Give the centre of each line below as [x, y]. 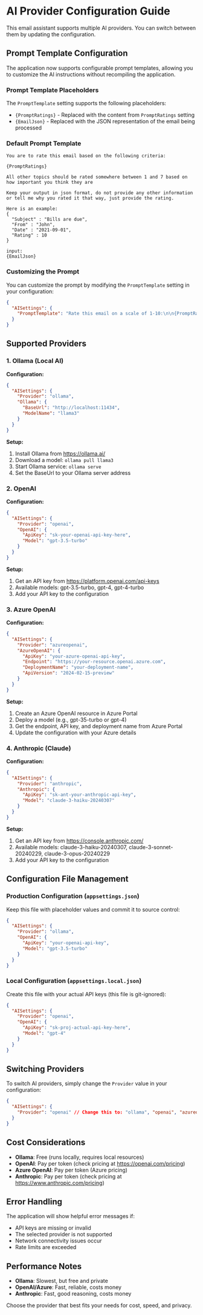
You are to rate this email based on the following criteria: [86, 156]
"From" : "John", [34, 225]
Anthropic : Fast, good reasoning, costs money [73, 1294]
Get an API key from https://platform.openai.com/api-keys [87, 581]
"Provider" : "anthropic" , [50, 784]
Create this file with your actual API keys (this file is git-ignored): [86, 994]
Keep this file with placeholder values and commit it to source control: [93, 909]
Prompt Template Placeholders [53, 90]
